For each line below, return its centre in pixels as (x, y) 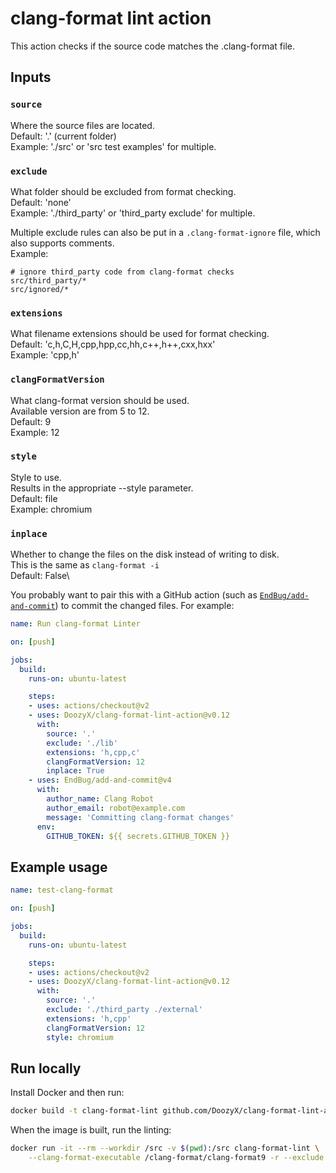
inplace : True (75, 771)
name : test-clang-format (62, 890)
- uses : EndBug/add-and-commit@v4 (100, 780)
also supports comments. (62, 243)
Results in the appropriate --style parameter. (102, 488)
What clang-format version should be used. (100, 400)
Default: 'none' (41, 202)
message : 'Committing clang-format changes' (140, 817)
